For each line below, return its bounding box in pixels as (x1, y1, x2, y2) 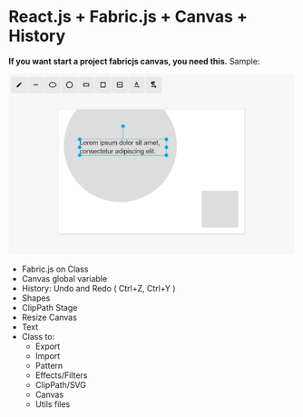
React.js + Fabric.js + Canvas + (8, 6, 249, 27)
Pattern (34, 361, 64, 372)
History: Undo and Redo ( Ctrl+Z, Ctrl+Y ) (21, 283, 176, 294)
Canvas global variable (21, 273, 108, 284)
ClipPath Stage (21, 303, 78, 313)
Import (34, 351, 61, 362)
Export (34, 341, 61, 352)
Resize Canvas (21, 312, 78, 323)
